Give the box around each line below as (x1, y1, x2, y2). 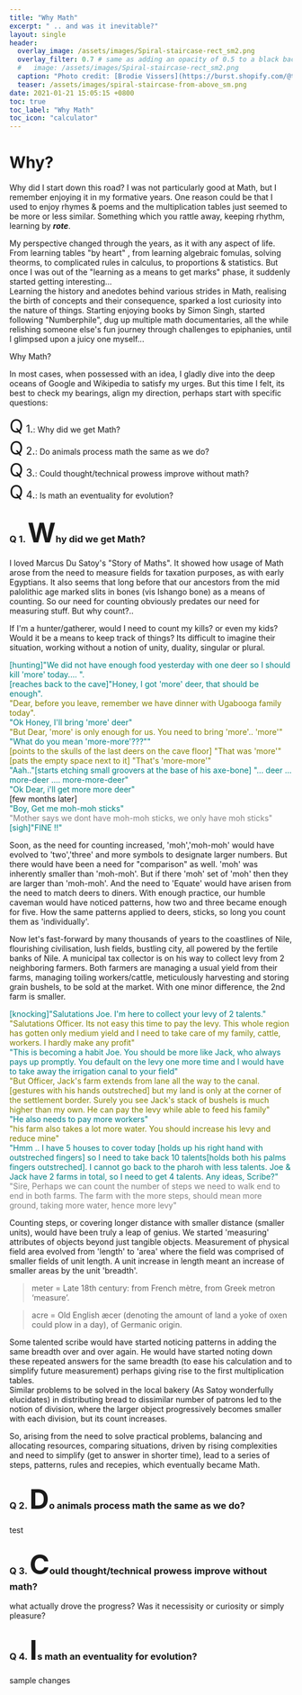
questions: (9, 397, 49, 408)
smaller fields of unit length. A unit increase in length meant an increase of (9, 1255, 285, 1266)
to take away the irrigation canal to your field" (9, 1066, 179, 1077)
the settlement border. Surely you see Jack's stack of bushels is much (9, 1095, 270, 1106)
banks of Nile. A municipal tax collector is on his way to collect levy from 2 (9, 953, 285, 964)
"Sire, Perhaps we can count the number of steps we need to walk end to (9, 1181, 281, 1192)
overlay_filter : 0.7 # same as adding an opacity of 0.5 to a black (17, 55, 280, 64)
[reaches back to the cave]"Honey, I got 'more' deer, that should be (9, 679, 259, 690)
